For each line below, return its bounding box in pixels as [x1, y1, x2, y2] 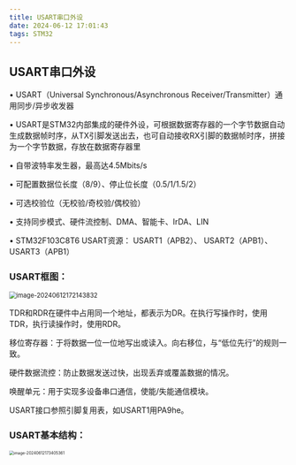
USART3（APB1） [9, 247, 75, 257]
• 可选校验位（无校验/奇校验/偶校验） [9, 198, 146, 209]
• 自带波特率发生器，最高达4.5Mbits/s [9, 160, 148, 171]
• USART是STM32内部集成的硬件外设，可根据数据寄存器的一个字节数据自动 [9, 119, 285, 130]
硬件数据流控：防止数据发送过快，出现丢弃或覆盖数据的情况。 [9, 368, 234, 378]
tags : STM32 [9, 29, 53, 38]
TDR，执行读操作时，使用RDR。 [9, 319, 126, 330]
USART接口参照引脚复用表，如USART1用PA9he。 [9, 405, 189, 415]
